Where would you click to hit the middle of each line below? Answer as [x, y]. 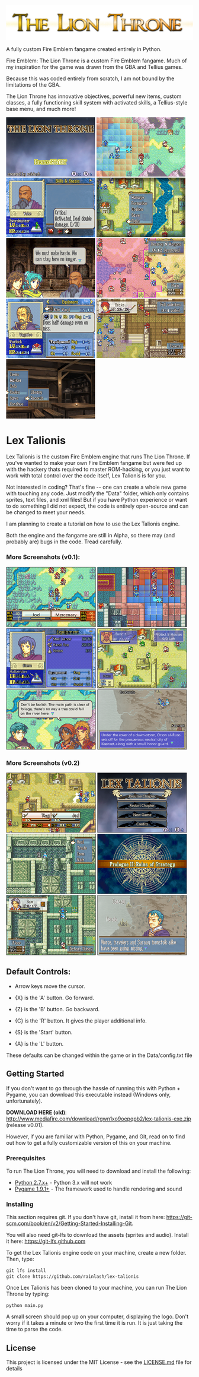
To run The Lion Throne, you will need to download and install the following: [99, 1171]
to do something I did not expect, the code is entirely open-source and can [97, 506]
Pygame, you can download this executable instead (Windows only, [88, 1094]
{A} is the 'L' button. [39, 1043]
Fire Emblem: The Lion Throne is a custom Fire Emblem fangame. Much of [97, 61]
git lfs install [26, 1271]
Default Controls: [38, 972]
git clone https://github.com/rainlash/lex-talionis [73, 1277]
